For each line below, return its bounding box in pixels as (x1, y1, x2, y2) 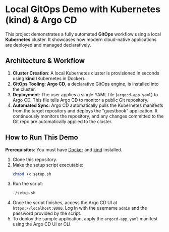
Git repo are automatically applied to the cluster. (12, 118, 112, 125)
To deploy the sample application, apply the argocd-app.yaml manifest (12, 216, 158, 222)
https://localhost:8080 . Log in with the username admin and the (12, 205, 147, 211)
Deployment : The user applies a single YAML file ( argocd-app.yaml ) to (12, 91, 158, 97)
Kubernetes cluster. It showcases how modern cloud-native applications (5, 36, 157, 43)
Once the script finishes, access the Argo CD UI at (12, 200, 118, 206)
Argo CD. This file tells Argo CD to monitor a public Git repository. (12, 97, 149, 103)
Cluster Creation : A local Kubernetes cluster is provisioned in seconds (12, 70, 160, 76)
